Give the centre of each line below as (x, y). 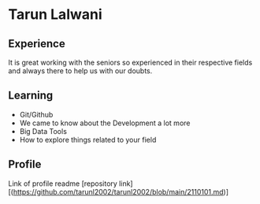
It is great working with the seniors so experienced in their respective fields (130, 62)
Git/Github (36, 114)
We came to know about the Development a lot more (105, 123)
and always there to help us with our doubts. (80, 71)
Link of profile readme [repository (63, 184)
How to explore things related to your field (88, 139)
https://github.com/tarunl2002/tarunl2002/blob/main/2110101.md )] (121, 191)
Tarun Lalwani (55, 15)
